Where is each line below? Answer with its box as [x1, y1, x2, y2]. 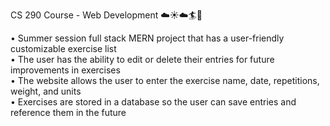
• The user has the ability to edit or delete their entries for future [10, 54, 275, 65]
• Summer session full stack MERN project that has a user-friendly [10, 32, 285, 44]
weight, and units [10, 85, 82, 97]
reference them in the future [10, 107, 127, 118]
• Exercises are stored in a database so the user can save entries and [10, 96, 297, 108]
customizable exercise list [10, 43, 117, 54]
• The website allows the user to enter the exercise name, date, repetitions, [10, 75, 320, 86]
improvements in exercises [10, 64, 121, 76]
